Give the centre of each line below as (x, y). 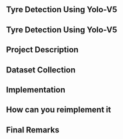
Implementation (36, 90)
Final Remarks (33, 130)
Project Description (42, 50)
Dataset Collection (41, 70)
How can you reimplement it (59, 110)
